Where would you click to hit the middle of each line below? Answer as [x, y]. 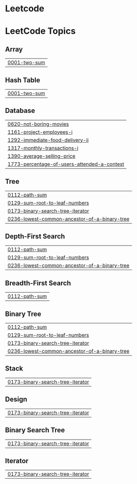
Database [20, 111]
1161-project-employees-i [40, 132]
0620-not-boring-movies [38, 124]
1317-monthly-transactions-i [43, 148]
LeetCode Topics [41, 31]
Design [16, 399]
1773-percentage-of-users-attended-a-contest [66, 164]
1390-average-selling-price [41, 156]
